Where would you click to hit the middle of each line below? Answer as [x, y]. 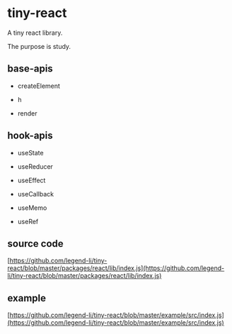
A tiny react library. [35, 33]
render [27, 113]
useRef [28, 221]
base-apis [30, 69]
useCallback [36, 194]
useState [30, 152]
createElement [39, 86]
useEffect [31, 180]
